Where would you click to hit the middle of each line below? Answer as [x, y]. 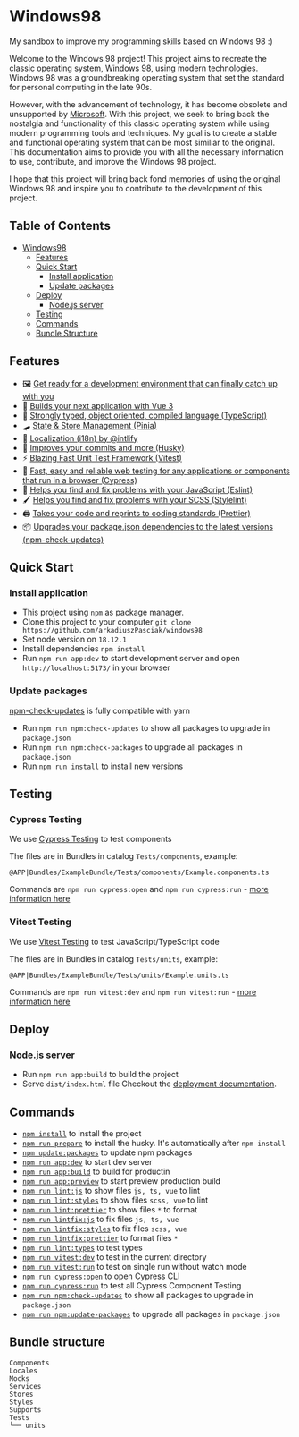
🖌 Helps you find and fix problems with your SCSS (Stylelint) [134, 499]
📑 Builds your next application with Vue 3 [98, 405]
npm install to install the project [82, 1134]
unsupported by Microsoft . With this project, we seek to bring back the [139, 114]
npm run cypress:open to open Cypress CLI [101, 1276]
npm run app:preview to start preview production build [121, 1181]
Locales [24, 1371]
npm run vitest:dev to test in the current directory [114, 1257]
